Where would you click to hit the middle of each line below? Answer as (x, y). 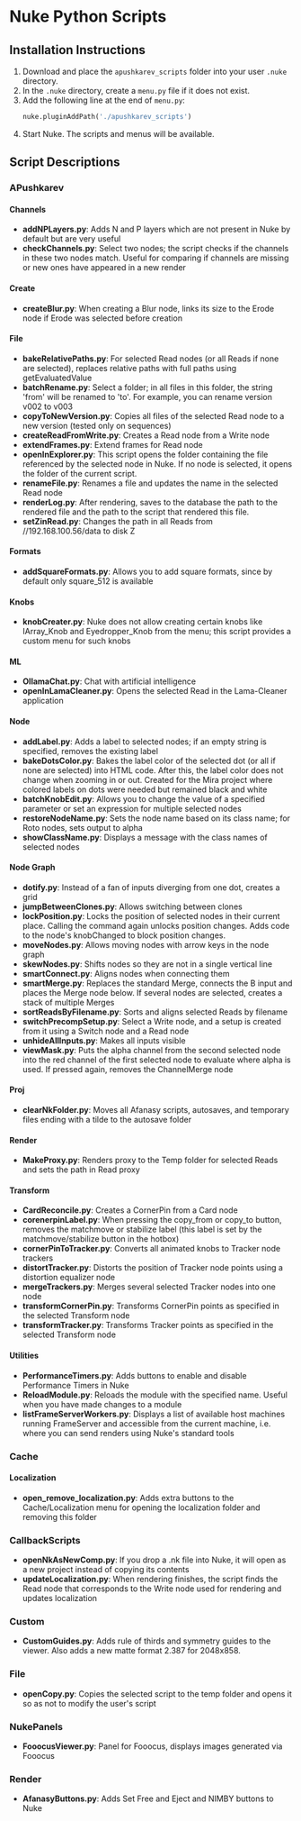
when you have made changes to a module (102, 1404)
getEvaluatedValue (57, 378)
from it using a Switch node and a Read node (106, 1031)
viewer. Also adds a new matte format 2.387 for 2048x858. (131, 1651)
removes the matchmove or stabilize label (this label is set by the (142, 1229)
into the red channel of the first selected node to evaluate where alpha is (156, 1060)
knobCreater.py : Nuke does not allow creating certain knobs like (142, 622)
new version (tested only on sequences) (97, 425)
